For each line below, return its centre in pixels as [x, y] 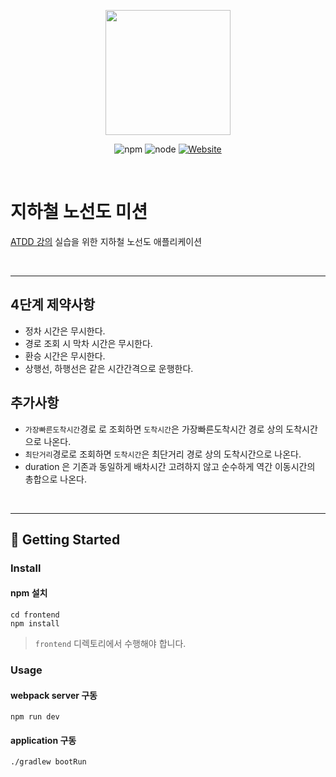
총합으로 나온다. [55, 479]
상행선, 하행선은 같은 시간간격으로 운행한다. [109, 368]
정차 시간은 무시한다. [65, 331]
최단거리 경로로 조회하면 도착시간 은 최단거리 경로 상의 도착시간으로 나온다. [163, 454]
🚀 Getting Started [65, 539]
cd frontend [35, 615]
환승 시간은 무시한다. [65, 356]
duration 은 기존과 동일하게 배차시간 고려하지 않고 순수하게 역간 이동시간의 [170, 466]
